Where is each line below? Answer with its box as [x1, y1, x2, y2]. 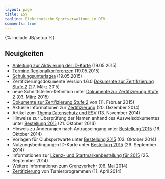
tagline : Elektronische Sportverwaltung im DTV [5, 16, 106, 21]
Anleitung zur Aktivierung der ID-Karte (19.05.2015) [12, 63, 117, 69]
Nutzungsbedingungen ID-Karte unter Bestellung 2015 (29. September [12, 142, 157, 148]
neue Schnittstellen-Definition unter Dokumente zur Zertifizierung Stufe [12, 89, 159, 95]
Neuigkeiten [5, 49, 44, 58]
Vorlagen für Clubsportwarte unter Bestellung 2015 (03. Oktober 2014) [12, 136, 157, 142]
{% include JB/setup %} [5, 35, 55, 41]
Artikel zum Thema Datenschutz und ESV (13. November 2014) [12, 110, 140, 116]
